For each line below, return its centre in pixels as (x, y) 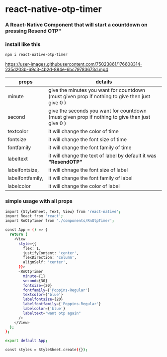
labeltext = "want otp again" (52, 313)
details (104, 82)
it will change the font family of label (90, 178)
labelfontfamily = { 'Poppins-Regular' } (62, 304)
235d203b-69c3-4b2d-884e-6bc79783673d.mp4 (57, 70)
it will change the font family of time (90, 148)
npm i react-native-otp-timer (37, 55)
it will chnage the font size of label (88, 170)
